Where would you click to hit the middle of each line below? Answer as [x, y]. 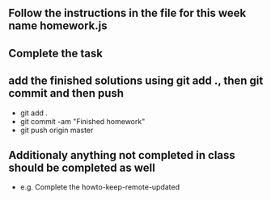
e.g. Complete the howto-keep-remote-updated [100, 187]
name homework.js [58, 26]
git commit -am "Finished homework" [83, 121]
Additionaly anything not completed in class [122, 155]
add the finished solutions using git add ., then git [136, 81]
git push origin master [57, 130]
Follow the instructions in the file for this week [127, 13]
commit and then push [66, 93]
